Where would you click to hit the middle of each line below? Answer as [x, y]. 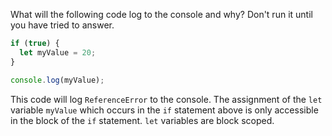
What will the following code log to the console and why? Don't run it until [161, 14]
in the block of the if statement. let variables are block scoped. [142, 120]
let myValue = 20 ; [58, 52]
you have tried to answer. [62, 25]
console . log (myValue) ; [57, 80]
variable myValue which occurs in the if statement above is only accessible [164, 110]
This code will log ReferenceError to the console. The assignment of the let [166, 99]
